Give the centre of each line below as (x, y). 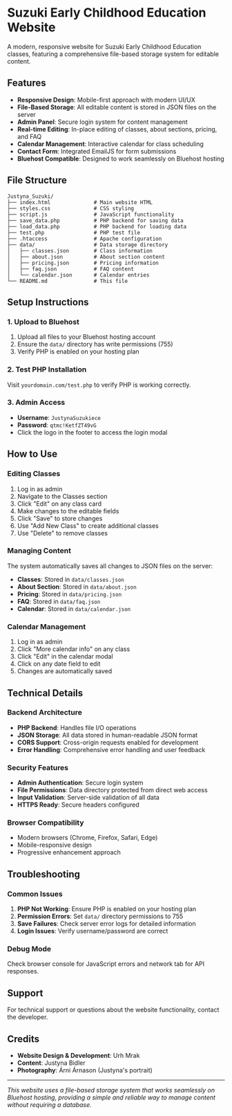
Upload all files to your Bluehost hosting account (86, 337)
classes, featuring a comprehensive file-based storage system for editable (113, 54)
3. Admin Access (36, 403)
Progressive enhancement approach (69, 852)
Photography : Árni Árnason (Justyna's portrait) (85, 1070)
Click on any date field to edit (59, 664)
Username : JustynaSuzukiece (59, 417)
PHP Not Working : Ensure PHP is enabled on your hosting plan (107, 909)
